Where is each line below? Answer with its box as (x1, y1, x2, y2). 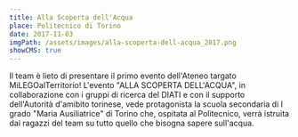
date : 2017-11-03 (9, 29, 74, 38)
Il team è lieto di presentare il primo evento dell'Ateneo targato (9, 70, 238, 81)
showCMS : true (9, 46, 62, 55)
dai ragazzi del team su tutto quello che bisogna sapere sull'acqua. (9, 117, 255, 129)
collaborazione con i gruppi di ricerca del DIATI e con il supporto (9, 90, 246, 101)
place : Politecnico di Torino (9, 21, 122, 30)
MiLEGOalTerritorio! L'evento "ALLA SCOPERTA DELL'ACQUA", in (9, 80, 246, 91)
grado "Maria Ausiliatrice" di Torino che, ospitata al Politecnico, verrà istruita (9, 109, 290, 119)
